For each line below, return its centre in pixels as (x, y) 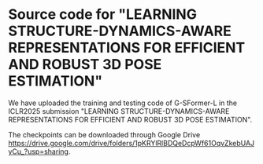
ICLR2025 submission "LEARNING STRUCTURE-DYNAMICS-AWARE (119, 111)
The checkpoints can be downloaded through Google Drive (104, 134)
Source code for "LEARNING (102, 15)
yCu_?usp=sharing (39, 151)
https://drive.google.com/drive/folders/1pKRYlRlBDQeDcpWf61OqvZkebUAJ (131, 143)
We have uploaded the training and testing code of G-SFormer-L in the (123, 103)
